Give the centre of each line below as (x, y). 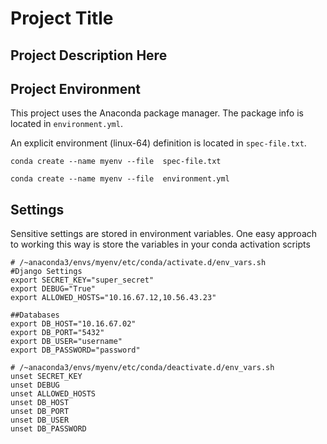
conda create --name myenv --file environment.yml (120, 179)
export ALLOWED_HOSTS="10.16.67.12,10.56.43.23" (113, 298)
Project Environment (75, 88)
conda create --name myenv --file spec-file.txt (116, 162)
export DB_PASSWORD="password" (75, 350)
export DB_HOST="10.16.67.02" (73, 324)
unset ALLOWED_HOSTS (53, 394)
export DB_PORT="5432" (57, 333)
